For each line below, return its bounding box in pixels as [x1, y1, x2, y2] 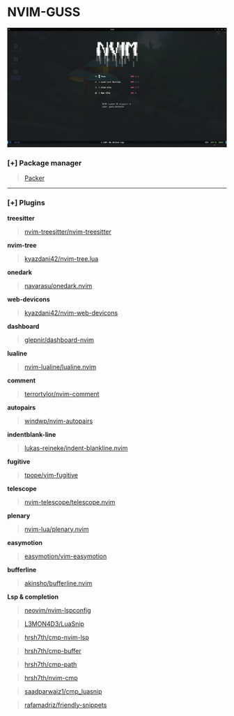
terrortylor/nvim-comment [24, 389, 100, 398]
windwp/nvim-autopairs [24, 417, 93, 425]
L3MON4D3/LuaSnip [24, 619, 85, 628]
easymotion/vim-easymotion [24, 552, 107, 560]
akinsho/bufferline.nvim [24, 579, 93, 587]
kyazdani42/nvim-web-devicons [24, 308, 118, 317]
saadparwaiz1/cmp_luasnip [24, 687, 102, 695]
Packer [24, 174, 45, 182]
